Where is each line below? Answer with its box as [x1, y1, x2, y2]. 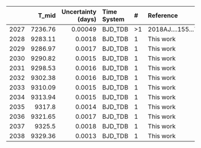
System [102, 15, 124, 23]
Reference [147, 11, 178, 20]
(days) [77, 15, 97, 23]
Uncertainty [62, 8, 97, 16]
